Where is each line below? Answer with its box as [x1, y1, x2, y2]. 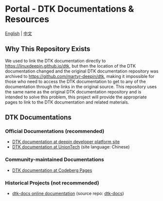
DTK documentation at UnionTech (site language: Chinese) [12, 144, 130, 150]
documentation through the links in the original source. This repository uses [5, 84, 157, 90]
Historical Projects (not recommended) [5, 179, 99, 186]
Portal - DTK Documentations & [5, 3, 134, 15]
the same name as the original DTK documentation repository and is [5, 89, 142, 94]
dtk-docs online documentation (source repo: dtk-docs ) [12, 191, 124, 197]
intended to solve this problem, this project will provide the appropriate [5, 94, 147, 100]
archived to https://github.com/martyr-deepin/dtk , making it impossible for [5, 73, 155, 79]
